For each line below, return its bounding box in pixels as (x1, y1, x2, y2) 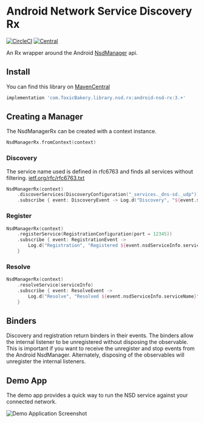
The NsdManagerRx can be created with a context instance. (6, 128, 157, 135)
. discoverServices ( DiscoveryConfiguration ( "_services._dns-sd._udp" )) (17, 192, 200, 198)
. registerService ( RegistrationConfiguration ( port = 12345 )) (17, 231, 172, 237)
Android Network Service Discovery (6, 4, 192, 18)
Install (6, 67, 30, 77)
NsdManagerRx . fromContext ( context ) (6, 139, 97, 145)
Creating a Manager (6, 111, 83, 122)
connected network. (6, 398, 57, 405)
